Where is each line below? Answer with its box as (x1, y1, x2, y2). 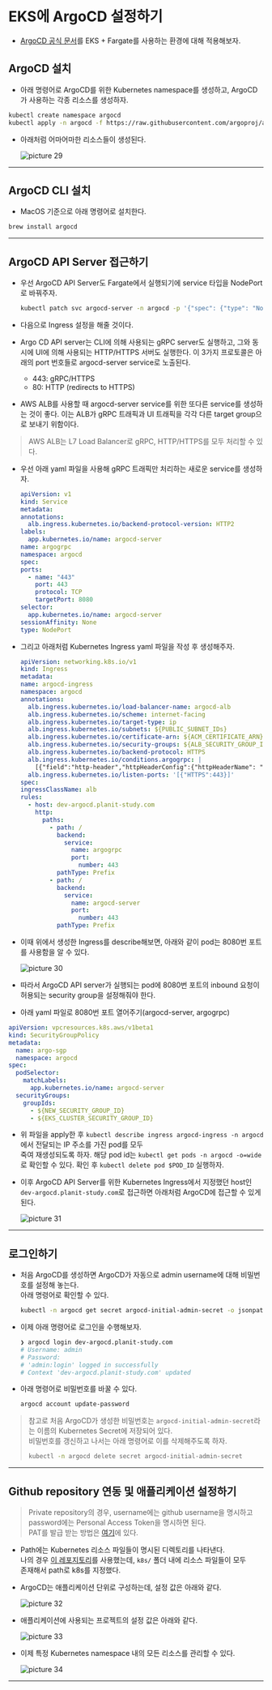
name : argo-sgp (15, 1046, 67, 1055)
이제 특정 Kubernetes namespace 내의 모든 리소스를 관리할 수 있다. (19, 1649, 236, 1658)
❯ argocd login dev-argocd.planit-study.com (19, 1338, 173, 1346)
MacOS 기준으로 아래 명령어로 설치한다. (19, 207, 147, 216)
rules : (19, 794, 43, 802)
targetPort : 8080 (35, 596, 94, 604)
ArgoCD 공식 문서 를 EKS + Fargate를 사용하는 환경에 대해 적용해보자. (19, 36, 241, 45)
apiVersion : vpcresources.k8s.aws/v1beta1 (8, 1024, 154, 1032)
